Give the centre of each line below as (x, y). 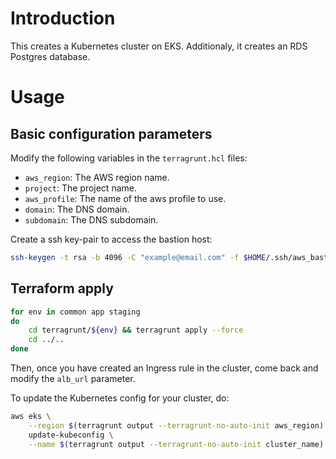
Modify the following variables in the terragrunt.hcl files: (129, 158)
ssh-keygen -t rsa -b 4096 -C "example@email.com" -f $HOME (138, 257)
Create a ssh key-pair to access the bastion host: (111, 239)
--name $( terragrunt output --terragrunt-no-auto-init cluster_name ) (176, 444)
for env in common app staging (75, 312)
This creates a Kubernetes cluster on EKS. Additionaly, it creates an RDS (159, 46)
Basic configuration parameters (111, 133)
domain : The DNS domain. (77, 209)
